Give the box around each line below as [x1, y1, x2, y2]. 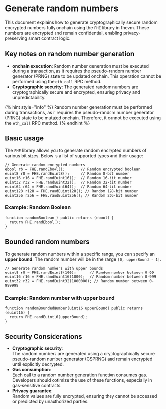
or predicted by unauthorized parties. [12, 398, 89, 404]
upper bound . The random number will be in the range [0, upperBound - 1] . [5, 256, 162, 262]
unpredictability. [12, 94, 46, 100]
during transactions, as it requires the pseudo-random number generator [5, 109, 154, 115]
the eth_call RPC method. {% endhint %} [5, 120, 90, 126]
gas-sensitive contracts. [12, 382, 62, 388]
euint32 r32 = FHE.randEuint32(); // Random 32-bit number [5, 180, 132, 185]
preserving [5, 35, 27, 41]
